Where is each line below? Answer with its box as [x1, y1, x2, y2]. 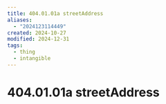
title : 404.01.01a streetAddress [7, 10, 104, 17]
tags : [7, 42, 23, 49]
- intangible [13, 55, 51, 62]
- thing [13, 49, 36, 56]
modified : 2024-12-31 [7, 36, 70, 43]
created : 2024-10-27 [7, 29, 67, 37]
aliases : [7, 17, 33, 23]
